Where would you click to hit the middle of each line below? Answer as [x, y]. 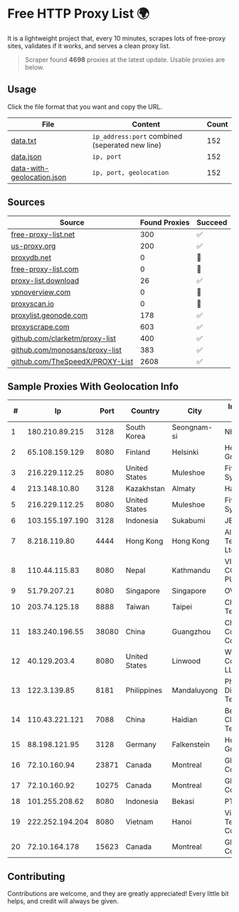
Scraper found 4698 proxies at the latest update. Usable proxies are [125, 59]
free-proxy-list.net [43, 234]
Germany [141, 745]
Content [146, 124]
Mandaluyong [195, 690]
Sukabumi [188, 521]
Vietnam [139, 822]
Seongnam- [192, 427]
